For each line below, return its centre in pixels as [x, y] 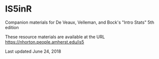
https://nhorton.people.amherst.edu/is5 [45, 42]
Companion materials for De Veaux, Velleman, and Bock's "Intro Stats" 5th [80, 22]
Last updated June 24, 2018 [33, 51]
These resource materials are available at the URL [55, 37]
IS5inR [19, 9]
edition [12, 27]
